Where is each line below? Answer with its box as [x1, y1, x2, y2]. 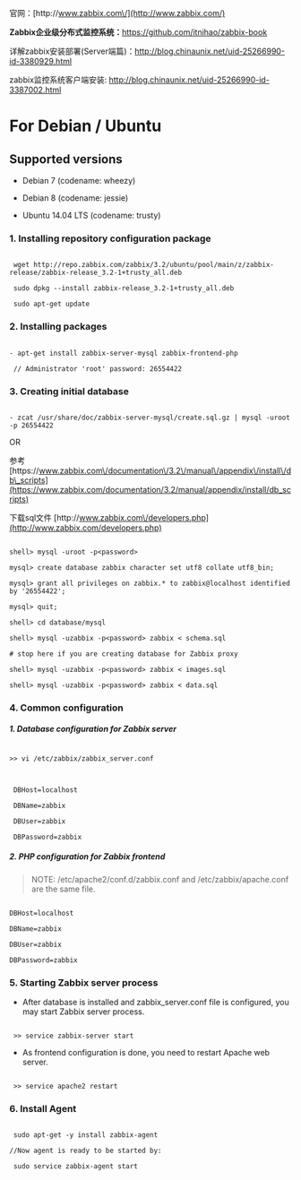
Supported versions [9, 151, 123, 167]
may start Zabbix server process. [21, 1006, 145, 1017]
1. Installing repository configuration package [9, 232, 212, 245]
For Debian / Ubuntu [9, 116, 162, 136]
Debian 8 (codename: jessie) [21, 193, 129, 203]
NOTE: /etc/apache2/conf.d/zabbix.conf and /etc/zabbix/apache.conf [30, 874, 289, 884]
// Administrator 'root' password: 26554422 [13, 364, 182, 374]
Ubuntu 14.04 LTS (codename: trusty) [21, 210, 161, 220]
